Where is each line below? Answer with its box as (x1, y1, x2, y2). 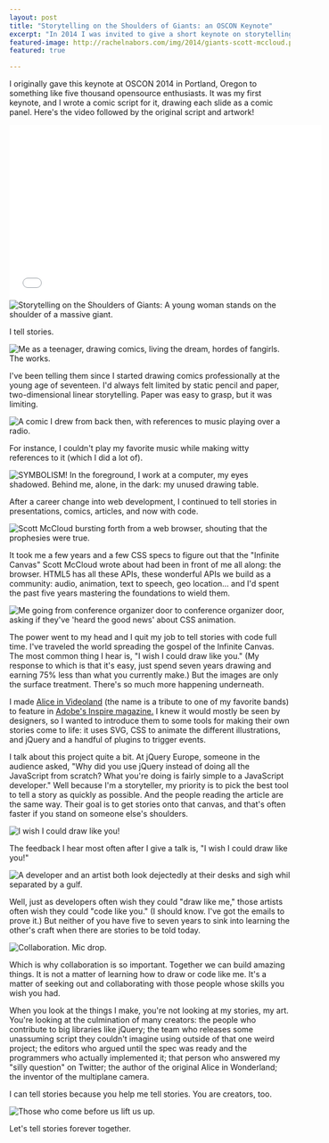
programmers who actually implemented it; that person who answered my (9, 1053, 281, 1064)
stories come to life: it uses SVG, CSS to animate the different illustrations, (9, 725, 281, 736)
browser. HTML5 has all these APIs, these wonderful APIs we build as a (9, 569, 272, 580)
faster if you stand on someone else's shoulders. (9, 809, 189, 819)
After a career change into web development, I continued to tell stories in (9, 497, 277, 507)
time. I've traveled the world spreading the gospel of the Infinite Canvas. (9, 641, 275, 652)
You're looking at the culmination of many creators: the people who (9, 1015, 257, 1025)
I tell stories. (9, 326, 54, 337)
